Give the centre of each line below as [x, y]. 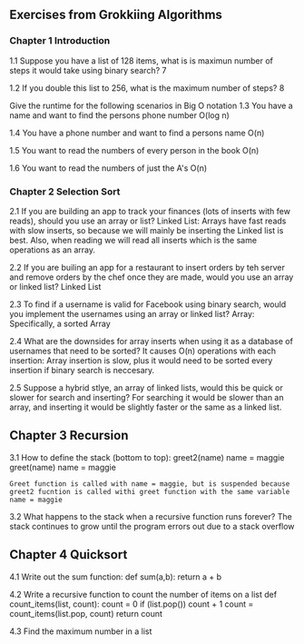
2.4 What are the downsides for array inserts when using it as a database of [151, 341]
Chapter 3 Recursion [69, 436]
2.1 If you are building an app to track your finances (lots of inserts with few [150, 211]
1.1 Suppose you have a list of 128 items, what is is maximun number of [142, 60]
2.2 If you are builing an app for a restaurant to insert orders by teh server [147, 267]
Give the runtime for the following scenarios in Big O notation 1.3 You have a [151, 105]
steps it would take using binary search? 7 [88, 70]
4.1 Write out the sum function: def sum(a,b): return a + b [116, 577]
